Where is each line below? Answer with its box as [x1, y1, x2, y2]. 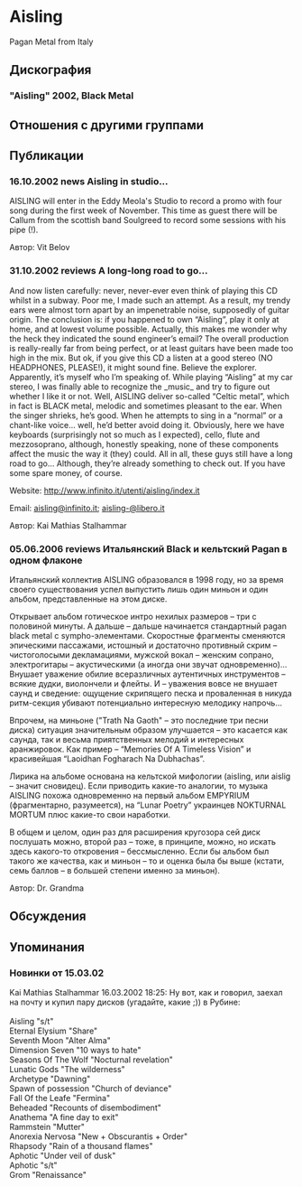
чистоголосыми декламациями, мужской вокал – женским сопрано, [9, 649, 275, 660]
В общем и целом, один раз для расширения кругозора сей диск [9, 827, 261, 837]
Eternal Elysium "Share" [9, 1025, 98, 1036]
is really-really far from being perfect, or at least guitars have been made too [9, 342, 294, 353]
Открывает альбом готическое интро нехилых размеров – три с [9, 611, 257, 622]
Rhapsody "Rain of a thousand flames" [9, 1141, 153, 1151]
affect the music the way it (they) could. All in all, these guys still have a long [9, 448, 293, 459]
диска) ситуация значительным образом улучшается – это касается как [9, 724, 288, 735]
